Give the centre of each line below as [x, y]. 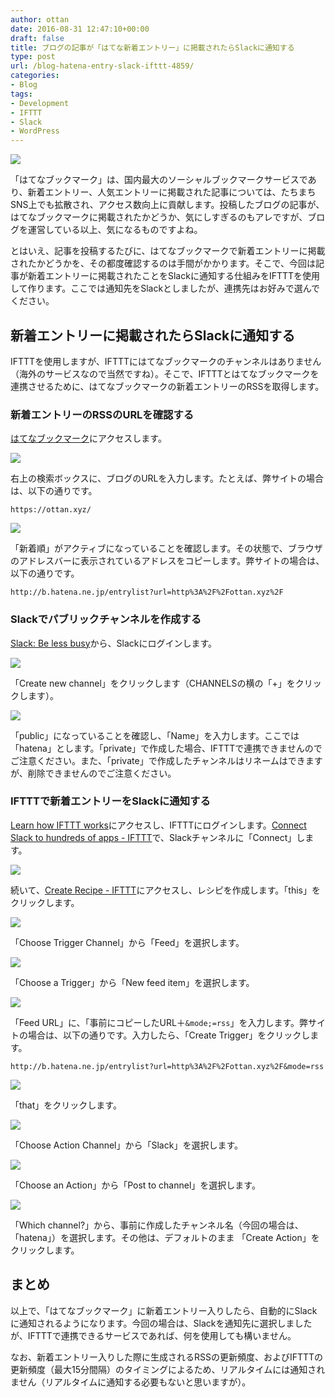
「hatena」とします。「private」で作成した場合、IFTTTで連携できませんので [166, 748]
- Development [40, 103]
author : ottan [40, 19]
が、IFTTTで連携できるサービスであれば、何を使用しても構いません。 [153, 1335]
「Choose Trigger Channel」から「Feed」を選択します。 [127, 942]
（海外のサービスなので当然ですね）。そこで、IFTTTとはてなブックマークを [165, 373]
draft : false [37, 38]
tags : [21, 94]
